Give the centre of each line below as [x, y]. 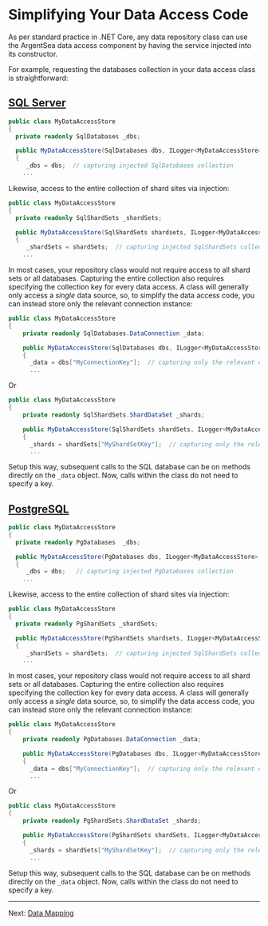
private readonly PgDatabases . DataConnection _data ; [112, 740]
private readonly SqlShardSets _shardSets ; [89, 218]
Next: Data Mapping [41, 912]
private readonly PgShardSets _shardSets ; [87, 624]
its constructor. [33, 54]
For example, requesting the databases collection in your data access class [132, 69]
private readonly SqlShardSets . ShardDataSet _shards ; [114, 415]
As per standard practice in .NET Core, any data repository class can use [128, 37]
